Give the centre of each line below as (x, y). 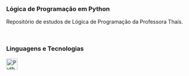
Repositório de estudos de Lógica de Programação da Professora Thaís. (95, 22)
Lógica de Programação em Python (58, 9)
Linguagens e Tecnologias (45, 49)
